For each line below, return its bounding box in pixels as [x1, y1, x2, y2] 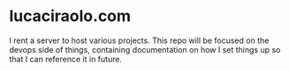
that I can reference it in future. [9, 53, 122, 64]
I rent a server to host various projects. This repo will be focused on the [9, 35, 270, 46]
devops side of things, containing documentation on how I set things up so [9, 44, 281, 54]
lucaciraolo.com [9, 6, 131, 26]
